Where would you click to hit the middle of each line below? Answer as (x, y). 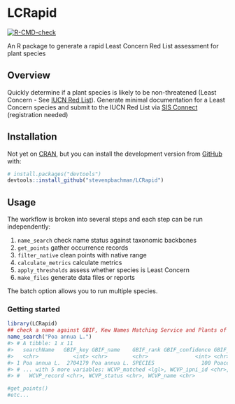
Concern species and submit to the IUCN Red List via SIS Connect (102, 107)
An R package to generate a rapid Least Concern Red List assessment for (113, 46)
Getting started (34, 309)
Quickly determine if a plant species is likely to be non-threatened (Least (112, 92)
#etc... (19, 395)
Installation (32, 137)
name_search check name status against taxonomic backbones (107, 241)
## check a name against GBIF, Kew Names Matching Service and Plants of (117, 330)
